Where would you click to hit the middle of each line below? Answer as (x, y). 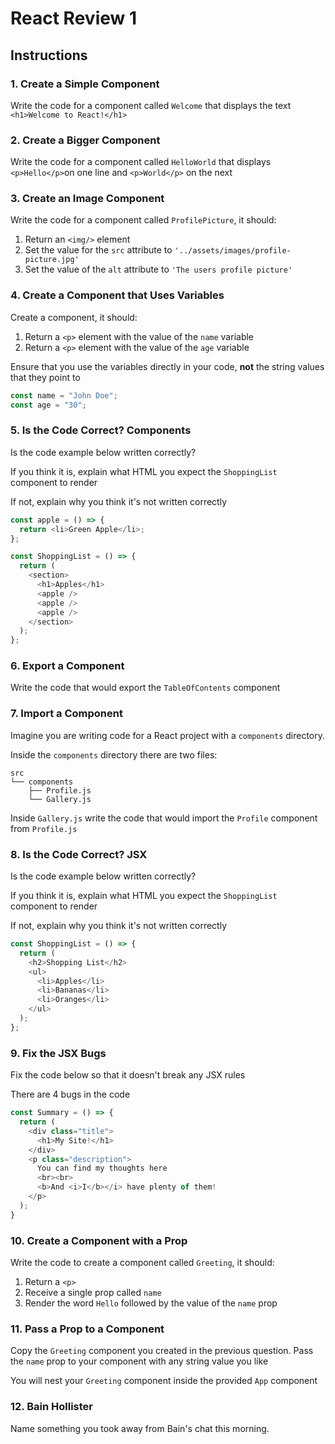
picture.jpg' (52, 260)
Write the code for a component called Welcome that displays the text (151, 105)
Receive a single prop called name (93, 1292)
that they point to (45, 377)
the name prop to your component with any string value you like (139, 1361)
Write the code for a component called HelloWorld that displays (141, 162)
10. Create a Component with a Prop (99, 1240)
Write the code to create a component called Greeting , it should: (142, 1262)
